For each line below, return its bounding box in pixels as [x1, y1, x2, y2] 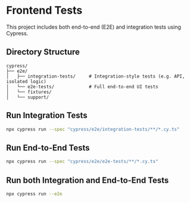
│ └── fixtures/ [6, 89, 52, 95]
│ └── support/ [6, 94, 49, 100]
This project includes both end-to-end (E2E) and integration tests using [6, 23, 182, 30]
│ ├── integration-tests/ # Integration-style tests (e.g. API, [6, 73, 185, 79]
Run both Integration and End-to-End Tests [6, 175, 169, 185]
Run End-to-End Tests [6, 143, 90, 153]
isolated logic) [6, 78, 46, 84]
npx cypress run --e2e [6, 190, 63, 197]
